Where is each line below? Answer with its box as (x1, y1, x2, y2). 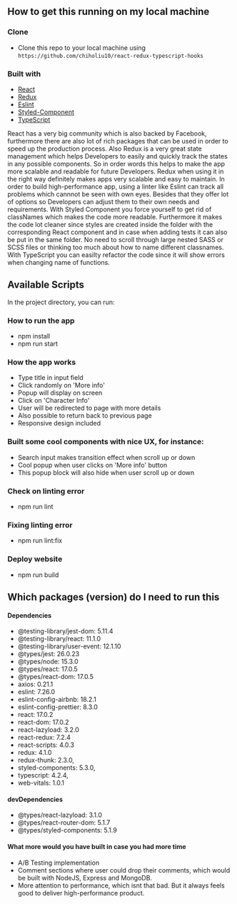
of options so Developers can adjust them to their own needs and (7, 197, 200, 206)
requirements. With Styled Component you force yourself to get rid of (7, 205, 212, 214)
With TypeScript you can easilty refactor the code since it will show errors (7, 250, 225, 259)
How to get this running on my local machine (7, 6, 210, 18)
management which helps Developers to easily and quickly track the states (7, 151, 228, 160)
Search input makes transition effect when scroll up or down (17, 453, 196, 461)
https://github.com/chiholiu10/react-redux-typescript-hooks (17, 52, 204, 59)
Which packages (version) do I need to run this (7, 591, 220, 603)
